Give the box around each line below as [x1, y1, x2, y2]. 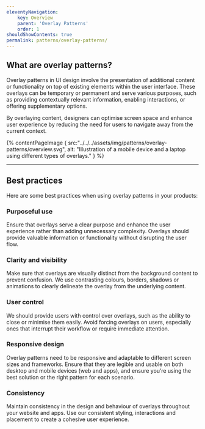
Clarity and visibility [6, 255, 67, 264]
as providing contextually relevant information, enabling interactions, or [6, 95, 185, 103]
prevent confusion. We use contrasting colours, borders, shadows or [6, 276, 179, 283]
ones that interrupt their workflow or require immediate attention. [6, 325, 170, 332]
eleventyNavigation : [6, 9, 59, 15]
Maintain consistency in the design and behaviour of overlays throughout [6, 403, 190, 410]
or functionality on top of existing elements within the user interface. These [6, 83, 195, 90]
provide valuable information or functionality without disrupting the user [6, 234, 187, 241]
